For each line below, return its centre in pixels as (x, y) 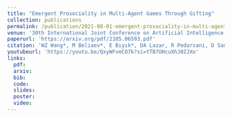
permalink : (23, 26)
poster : (25, 97)
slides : (25, 90)
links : (17, 58)
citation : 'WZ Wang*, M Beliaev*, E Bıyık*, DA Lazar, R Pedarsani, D (111, 45)
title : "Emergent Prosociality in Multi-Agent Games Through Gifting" (111, 13)
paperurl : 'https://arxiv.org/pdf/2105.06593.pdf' (81, 39)
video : (23, 103)
